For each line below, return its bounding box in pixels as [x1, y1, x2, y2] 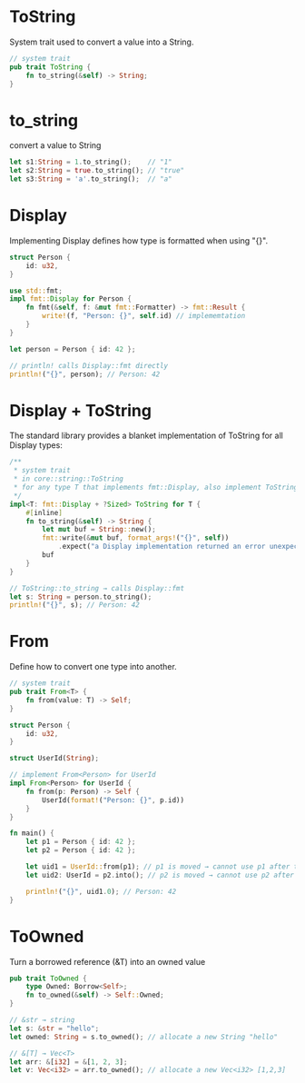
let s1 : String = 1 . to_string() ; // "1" [9, 157, 172, 167]
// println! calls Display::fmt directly [9, 361, 169, 370]
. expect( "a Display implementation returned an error [57, 542, 266, 551]
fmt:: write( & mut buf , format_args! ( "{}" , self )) [42, 533, 230, 542]
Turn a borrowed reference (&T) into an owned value [9, 956, 206, 967]
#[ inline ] [25, 508, 64, 517]
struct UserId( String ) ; [9, 754, 100, 763]
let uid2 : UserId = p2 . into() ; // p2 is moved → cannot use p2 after [25, 870, 295, 879]
